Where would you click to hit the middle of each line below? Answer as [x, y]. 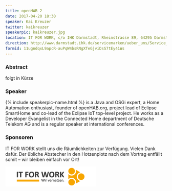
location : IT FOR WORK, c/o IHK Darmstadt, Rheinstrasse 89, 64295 [79, 38]
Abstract [17, 67]
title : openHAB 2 [24, 11]
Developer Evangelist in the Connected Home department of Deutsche [80, 119]
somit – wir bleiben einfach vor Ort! [42, 159]
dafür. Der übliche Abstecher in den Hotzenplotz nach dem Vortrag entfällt [84, 154]
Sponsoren [19, 137]
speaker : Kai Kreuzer [28, 21]
